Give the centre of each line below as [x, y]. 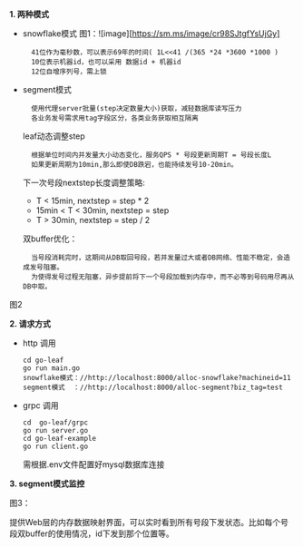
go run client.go [55, 446]
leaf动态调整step [54, 136]
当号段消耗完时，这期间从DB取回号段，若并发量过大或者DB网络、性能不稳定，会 [157, 258]
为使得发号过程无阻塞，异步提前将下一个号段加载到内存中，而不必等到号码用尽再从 [163, 277]
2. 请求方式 [30, 324]
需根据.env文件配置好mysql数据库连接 [93, 464]
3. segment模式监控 [47, 484]
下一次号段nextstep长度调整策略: [83, 182]
